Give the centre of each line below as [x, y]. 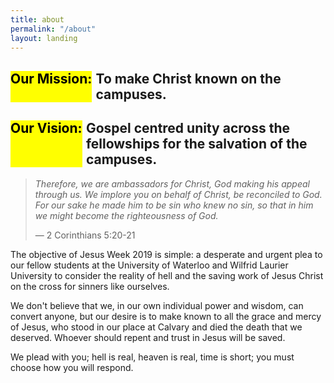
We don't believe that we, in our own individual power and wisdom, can [157, 305]
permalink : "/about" [53, 29]
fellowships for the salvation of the [196, 144]
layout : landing [44, 38]
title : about [37, 19]
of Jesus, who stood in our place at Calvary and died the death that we [156, 327]
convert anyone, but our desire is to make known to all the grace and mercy [166, 316]
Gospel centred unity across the [187, 128]
